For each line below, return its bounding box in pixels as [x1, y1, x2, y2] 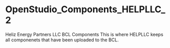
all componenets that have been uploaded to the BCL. [5, 37, 119, 43]
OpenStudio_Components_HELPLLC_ [5, 4, 165, 15]
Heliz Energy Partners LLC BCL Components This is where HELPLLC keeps [5, 31, 164, 37]
